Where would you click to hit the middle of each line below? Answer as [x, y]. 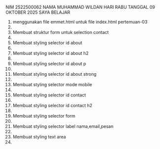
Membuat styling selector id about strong [54, 74]
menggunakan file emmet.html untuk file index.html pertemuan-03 [80, 22]
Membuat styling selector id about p [49, 64]
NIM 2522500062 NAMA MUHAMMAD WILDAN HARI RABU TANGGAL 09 [80, 7]
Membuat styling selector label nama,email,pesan [63, 126]
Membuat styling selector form [44, 116]
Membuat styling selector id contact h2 [52, 105]
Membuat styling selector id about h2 [51, 53]
